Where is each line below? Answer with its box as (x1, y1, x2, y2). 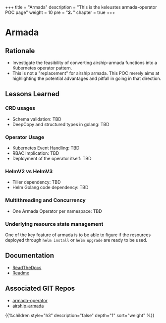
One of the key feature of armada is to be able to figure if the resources (5, 232, 151, 238)
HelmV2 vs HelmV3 (5, 168, 53, 175)
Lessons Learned (5, 90, 59, 98)
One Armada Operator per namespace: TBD (12, 208, 103, 214)
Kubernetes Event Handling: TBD (12, 145, 80, 151)
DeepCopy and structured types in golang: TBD (12, 121, 110, 127)
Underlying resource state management (5, 220, 104, 227)
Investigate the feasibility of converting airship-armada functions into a (12, 60, 158, 65)
